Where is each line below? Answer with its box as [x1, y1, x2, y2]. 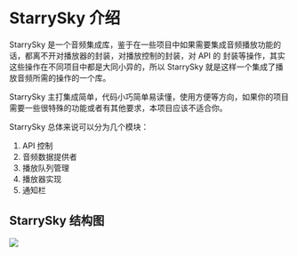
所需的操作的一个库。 [32, 72, 111, 83]
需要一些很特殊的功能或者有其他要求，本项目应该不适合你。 [9, 102, 228, 113]
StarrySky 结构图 [9, 213, 105, 228]
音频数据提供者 [21, 151, 77, 162]
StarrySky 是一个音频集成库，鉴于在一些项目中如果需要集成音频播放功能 [9, 39, 274, 50]
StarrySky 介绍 [9, 8, 121, 28]
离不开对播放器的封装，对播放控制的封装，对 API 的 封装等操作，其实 [32, 50, 286, 60]
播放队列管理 [21, 162, 69, 173]
